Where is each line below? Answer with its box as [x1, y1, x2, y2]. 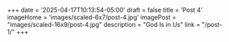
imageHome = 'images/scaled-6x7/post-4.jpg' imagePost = [7, 13, 177, 21]
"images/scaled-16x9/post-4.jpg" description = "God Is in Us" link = [7, 21, 201, 28]
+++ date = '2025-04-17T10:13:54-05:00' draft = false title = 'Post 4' [7, 6, 203, 14]
